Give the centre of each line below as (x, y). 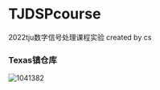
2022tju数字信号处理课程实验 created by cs (80, 37)
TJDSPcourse (55, 14)
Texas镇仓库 (33, 59)
